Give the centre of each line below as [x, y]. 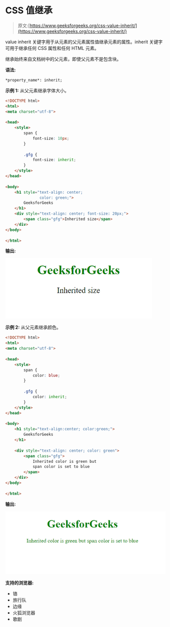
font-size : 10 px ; [51, 138]
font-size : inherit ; [54, 160]
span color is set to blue [61, 467]
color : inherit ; [50, 397]
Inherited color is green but [64, 461]
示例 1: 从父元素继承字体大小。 [37, 90]
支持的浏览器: [20, 583]
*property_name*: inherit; [34, 80]
